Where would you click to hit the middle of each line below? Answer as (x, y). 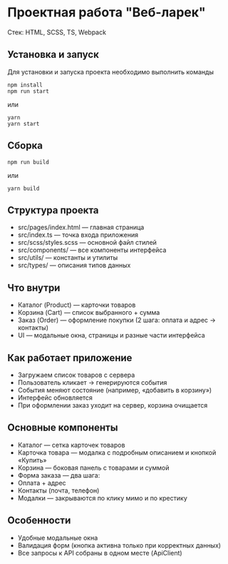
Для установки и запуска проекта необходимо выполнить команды (110, 71)
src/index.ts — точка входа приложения (78, 235)
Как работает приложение (70, 358)
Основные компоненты (63, 428)
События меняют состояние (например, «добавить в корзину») (115, 390)
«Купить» (32, 460)
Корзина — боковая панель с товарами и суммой (93, 468)
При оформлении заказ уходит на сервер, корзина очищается (113, 405)
